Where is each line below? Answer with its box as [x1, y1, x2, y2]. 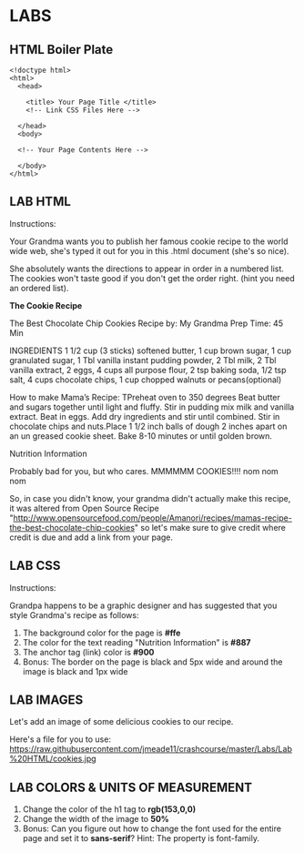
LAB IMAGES [9, 693, 84, 708]
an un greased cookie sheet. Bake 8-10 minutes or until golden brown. [9, 430, 273, 442]
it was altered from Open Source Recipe [9, 503, 159, 513]
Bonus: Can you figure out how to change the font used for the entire [22, 823, 282, 834]
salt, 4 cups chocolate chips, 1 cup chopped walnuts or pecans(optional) [9, 374, 282, 385]
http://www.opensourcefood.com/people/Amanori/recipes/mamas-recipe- [13, 512, 293, 523]
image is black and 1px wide [22, 665, 128, 676]
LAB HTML [9, 194, 71, 209]
